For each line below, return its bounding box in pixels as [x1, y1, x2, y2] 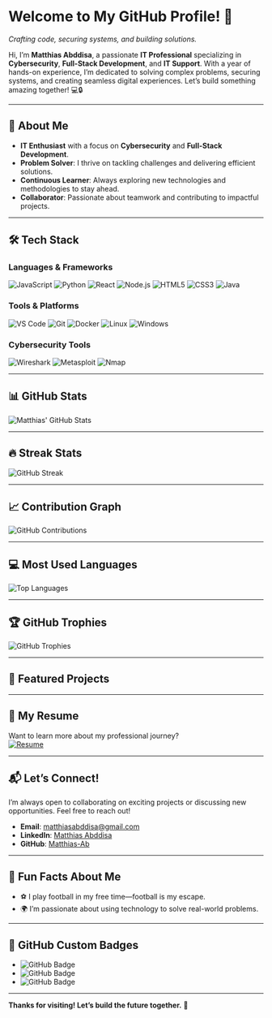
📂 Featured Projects [8, 672, 110, 686]
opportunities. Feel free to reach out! [8, 805, 131, 815]
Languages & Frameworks [8, 261, 113, 273]
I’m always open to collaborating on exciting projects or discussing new [8, 797, 247, 807]
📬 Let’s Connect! [8, 771, 100, 786]
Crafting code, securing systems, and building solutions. [8, 34, 197, 44]
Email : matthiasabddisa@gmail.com [19, 822, 140, 831]
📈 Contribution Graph [8, 500, 121, 514]
